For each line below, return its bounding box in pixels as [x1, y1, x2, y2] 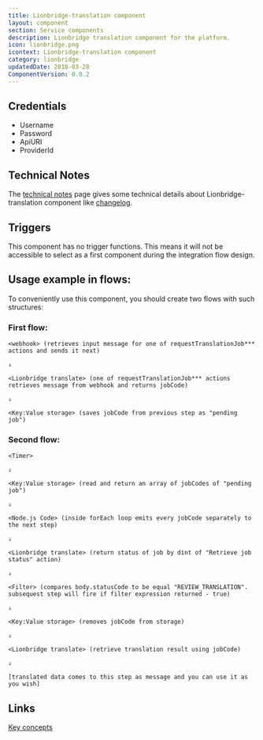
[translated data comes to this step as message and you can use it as [8, 673, 248, 682]
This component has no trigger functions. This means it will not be [8, 242, 224, 251]
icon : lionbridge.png [8, 41, 80, 49]
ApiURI [19, 137, 43, 147]
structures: [8, 302, 43, 312]
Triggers [8, 220, 51, 234]
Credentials [8, 100, 67, 113]
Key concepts [8, 723, 53, 732]
